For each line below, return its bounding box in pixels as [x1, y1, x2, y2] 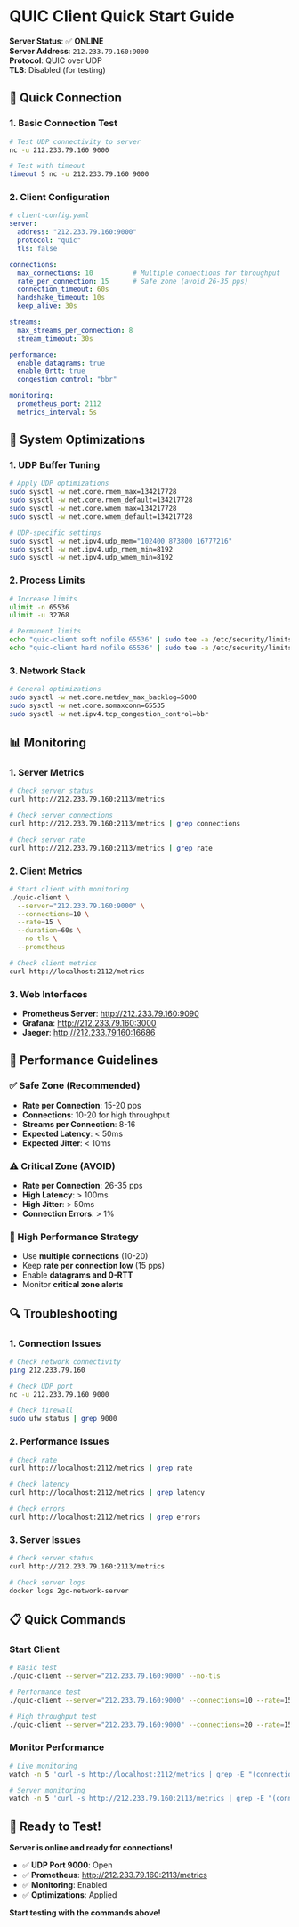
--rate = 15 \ [17, 918, 62, 927]
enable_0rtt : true [17, 367, 86, 375]
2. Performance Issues [9, 1435, 109, 1447]
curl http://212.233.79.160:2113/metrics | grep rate [9, 843, 214, 852]
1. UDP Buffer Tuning [9, 459, 101, 472]
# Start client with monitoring [9, 884, 129, 893]
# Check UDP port [9, 1382, 74, 1391]
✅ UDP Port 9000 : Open [21, 1859, 113, 1870]
